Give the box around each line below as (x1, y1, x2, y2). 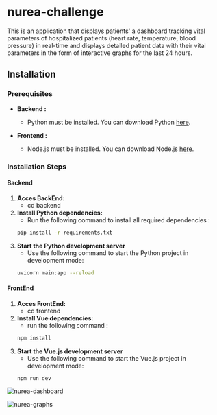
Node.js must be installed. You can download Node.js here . (27, 145, 194, 153)
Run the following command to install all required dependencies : (27, 215, 210, 224)
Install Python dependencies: (16, 209, 103, 217)
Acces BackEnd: (16, 193, 65, 202)
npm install (16, 334, 51, 342)
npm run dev (16, 375, 51, 381)
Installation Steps (7, 162, 67, 171)
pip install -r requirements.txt (16, 229, 113, 236)
